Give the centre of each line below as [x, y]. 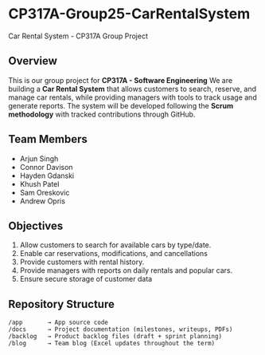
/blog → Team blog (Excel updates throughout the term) [112, 344]
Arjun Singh [39, 158]
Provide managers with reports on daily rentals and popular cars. [126, 270]
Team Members [48, 139]
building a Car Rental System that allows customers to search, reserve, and [132, 89]
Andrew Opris [43, 201]
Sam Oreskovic [45, 192]
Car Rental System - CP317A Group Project [78, 36]
